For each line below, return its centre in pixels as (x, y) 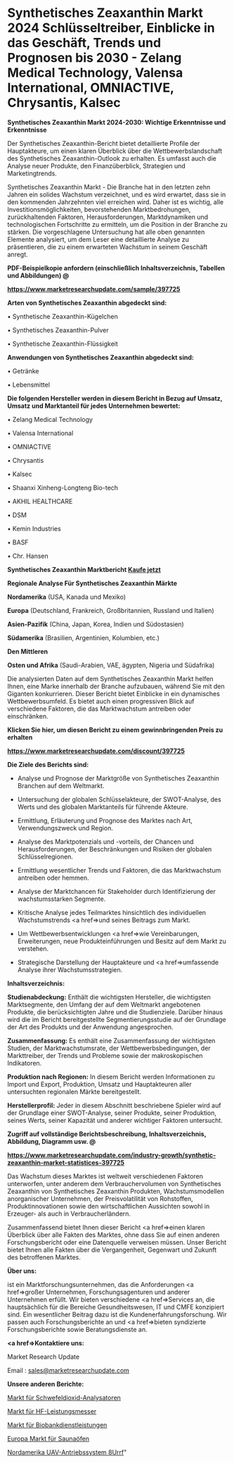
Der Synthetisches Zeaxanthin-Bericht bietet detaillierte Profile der (104, 143)
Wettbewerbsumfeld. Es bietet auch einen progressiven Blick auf (101, 701)
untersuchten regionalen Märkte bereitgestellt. (74, 1091)
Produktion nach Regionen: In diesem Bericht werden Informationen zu (111, 1076)
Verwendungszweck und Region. (65, 828)
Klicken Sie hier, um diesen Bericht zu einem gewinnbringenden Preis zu (115, 730)
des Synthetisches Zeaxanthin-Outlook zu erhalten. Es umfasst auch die (112, 158)
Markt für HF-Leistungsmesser (52, 1411)
